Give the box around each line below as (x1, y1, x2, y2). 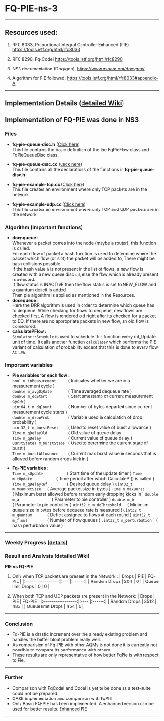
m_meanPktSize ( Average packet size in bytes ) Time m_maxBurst (12, 486, 145, 492)
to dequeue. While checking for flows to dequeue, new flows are (12, 308, 143, 314)
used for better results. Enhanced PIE (12, 706, 87, 712)
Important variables (5, 362, 53, 369)
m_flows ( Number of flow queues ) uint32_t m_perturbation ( (12, 517, 158, 523)
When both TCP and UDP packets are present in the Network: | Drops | (12, 593, 155, 599)
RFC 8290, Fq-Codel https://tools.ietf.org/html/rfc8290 (12, 56, 123, 62)
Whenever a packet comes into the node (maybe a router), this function (12, 240, 156, 246)
